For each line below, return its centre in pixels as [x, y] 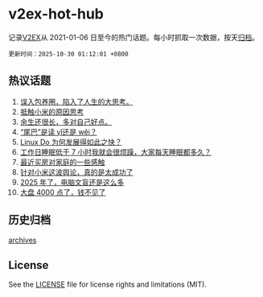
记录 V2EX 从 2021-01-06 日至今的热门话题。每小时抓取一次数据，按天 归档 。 [134, 37]
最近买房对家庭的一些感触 [62, 162]
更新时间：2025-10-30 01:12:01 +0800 [68, 54]
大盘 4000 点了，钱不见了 [63, 192]
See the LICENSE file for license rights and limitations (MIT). [108, 285]
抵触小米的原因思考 [52, 111]
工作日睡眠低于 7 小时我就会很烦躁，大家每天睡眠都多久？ [115, 152]
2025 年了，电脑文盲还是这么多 [72, 182]
